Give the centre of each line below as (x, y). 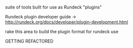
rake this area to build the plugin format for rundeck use (62, 31)
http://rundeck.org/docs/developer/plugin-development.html (66, 22)
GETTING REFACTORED (29, 41)
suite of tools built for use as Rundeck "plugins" (53, 7)
